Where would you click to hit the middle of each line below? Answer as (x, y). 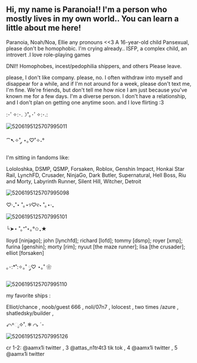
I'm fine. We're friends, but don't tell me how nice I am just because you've (97, 90)
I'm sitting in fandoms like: (38, 157)
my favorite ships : (29, 295)
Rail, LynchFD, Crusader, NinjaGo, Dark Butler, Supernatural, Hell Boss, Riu (96, 175)
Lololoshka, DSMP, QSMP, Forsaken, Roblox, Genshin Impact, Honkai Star (96, 169)
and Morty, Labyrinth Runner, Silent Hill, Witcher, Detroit (74, 181)
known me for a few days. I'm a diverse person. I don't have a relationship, (96, 96)
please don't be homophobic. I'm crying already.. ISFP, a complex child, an (96, 48)
